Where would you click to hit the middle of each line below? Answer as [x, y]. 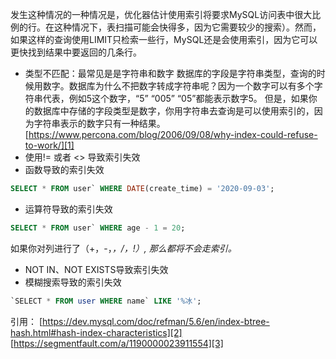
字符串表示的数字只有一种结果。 [99, 123]
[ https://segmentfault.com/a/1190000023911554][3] [117, 343]
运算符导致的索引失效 [68, 209]
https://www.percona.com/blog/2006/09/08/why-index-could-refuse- [173, 134]
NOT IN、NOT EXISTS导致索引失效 [96, 269]
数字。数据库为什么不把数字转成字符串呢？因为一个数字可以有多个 [178, 86]
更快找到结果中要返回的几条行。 [76, 52]
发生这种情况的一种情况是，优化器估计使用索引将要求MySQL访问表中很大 [161, 14]
